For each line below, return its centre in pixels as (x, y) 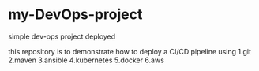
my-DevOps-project (75, 15)
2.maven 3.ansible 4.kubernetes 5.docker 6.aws (86, 60)
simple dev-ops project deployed (62, 36)
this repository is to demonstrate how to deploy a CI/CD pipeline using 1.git (129, 51)
